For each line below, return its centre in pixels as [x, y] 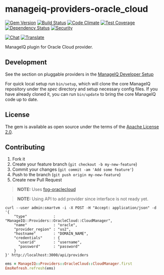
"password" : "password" [49, 247]
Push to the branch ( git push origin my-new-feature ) [66, 175]
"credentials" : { [37, 238]
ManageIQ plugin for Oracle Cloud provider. [49, 47]
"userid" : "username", [50, 242]
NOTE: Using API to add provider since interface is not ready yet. [82, 199]
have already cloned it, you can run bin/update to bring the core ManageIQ [81, 94]
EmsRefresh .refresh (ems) [30, 269]
